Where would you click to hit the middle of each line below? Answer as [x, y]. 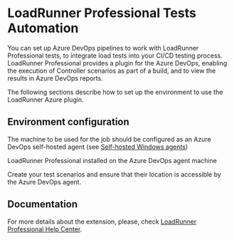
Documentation [43, 204]
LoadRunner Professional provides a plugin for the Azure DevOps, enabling [117, 63]
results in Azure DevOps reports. [55, 78]
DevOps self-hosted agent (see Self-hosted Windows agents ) [98, 147]
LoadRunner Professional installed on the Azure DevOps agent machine [112, 160]
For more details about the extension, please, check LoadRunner [102, 221]
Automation [43, 28]
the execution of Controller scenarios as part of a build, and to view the [112, 71]
